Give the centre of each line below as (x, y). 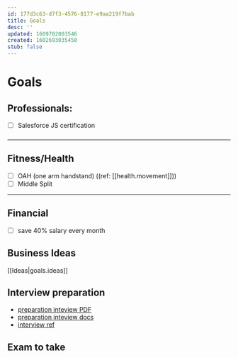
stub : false (25, 47)
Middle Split (35, 184)
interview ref (36, 325)
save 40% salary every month (61, 230)
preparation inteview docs (56, 318)
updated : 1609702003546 (42, 34)
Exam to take (36, 347)
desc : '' (20, 27)
